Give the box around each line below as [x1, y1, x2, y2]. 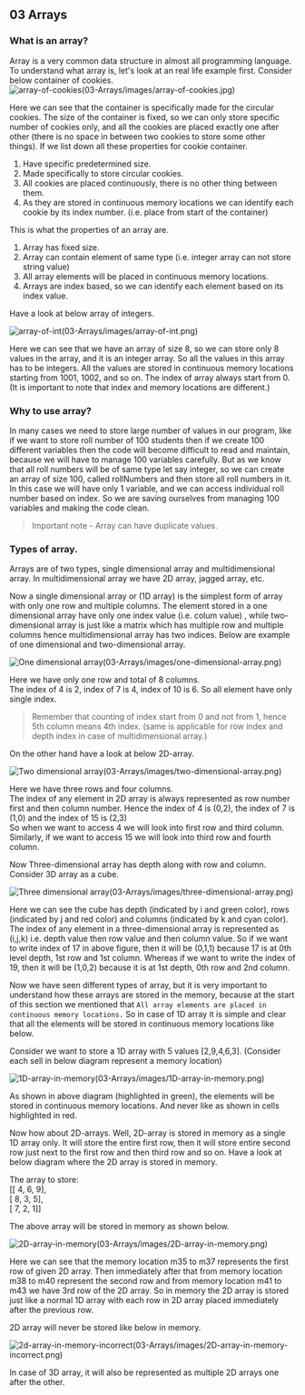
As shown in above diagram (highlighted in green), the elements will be [9, 1091, 275, 1102]
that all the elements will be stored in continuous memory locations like [9, 1018, 275, 1029]
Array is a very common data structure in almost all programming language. [9, 55, 292, 66]
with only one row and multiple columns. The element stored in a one [9, 601, 268, 612]
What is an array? [9, 35, 89, 47]
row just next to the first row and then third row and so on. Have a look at [9, 1147, 282, 1158]
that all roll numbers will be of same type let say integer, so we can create [9, 463, 285, 474]
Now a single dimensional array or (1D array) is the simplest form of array [9, 591, 283, 601]
